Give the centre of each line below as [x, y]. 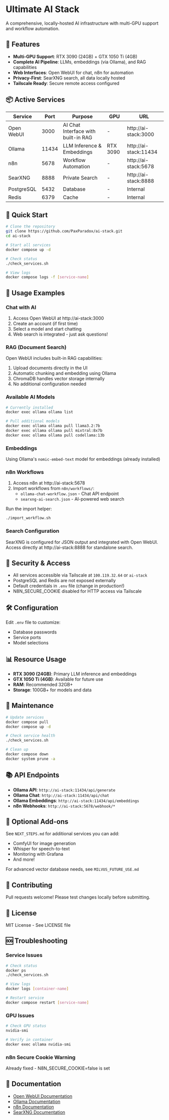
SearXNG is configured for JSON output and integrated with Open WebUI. [82, 542]
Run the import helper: [29, 509]
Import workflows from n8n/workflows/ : [54, 489]
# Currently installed [29, 408]
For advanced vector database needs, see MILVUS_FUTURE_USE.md [72, 869]
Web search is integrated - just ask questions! [60, 334]
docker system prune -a [31, 759]
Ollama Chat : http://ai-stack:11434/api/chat [61, 795]
